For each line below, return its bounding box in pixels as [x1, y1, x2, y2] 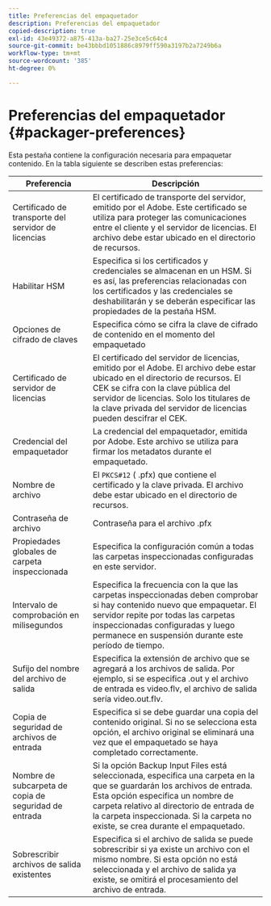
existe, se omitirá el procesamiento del [92, 874, 239, 885]
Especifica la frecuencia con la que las [92, 579, 239, 590]
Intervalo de [12, 599, 58, 610]
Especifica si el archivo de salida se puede [92, 833, 254, 845]
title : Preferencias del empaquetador [8, 11, 139, 20]
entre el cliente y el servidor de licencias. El [92, 221, 256, 233]
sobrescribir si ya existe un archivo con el [92, 843, 250, 854]
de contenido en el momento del [92, 329, 215, 340]
